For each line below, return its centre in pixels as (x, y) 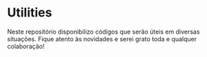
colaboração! (26, 46)
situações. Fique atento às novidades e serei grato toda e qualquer (102, 38)
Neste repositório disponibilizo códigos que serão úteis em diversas (103, 32)
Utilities (30, 13)
